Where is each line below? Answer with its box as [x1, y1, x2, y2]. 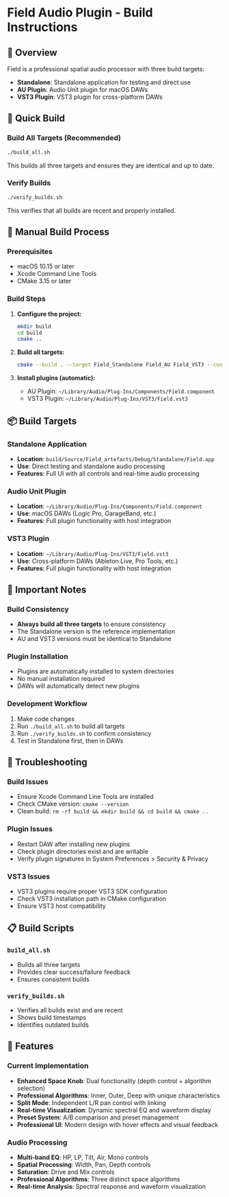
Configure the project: [16, 310, 82, 318]
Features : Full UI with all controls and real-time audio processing [16, 469, 200, 478]
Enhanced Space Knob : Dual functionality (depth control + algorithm [16, 1076, 212, 1085]
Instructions [7, 19, 78, 35]
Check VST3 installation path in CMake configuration [16, 894, 167, 903]
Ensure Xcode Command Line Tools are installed [16, 793, 154, 801]
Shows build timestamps [16, 1014, 87, 1022]
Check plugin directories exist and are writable [16, 847, 149, 855]
